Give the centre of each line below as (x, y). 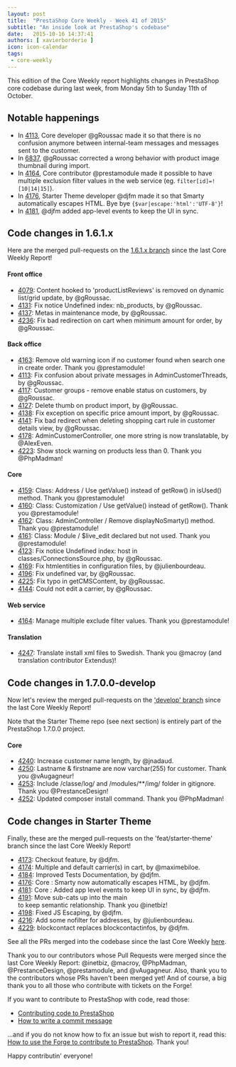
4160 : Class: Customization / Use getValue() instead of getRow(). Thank (123, 505)
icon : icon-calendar (38, 47)
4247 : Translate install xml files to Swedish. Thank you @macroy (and (119, 653)
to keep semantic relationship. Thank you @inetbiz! (93, 905)
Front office (25, 274)
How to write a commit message (65, 1021)
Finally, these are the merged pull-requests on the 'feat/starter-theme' (110, 839)
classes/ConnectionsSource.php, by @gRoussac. (90, 558)
